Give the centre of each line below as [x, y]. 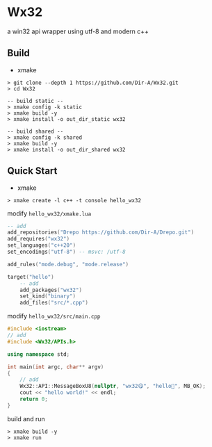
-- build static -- [35, 101]
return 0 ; [34, 399]
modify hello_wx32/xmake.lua [49, 213]
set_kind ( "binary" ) [48, 296]
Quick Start [32, 171]
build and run [26, 418]
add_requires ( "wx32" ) [39, 239]
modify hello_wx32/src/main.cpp [54, 316]
